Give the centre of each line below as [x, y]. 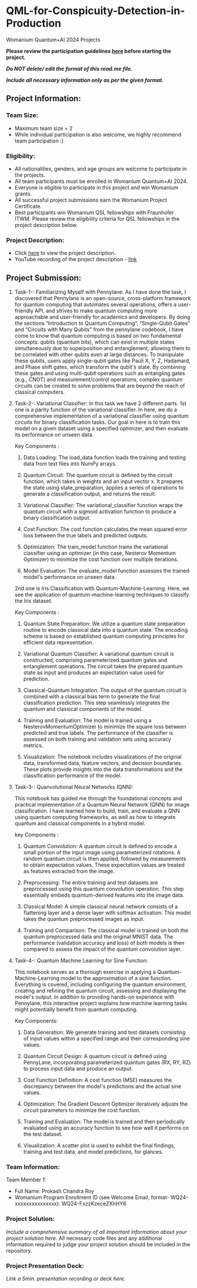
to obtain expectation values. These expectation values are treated [104, 865]
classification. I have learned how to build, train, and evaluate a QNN [97, 811]
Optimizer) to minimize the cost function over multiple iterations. [101, 560]
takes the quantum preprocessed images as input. [84, 919]
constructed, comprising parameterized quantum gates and [95, 660]
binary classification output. [57, 518]
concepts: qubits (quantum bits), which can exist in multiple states [94, 342]
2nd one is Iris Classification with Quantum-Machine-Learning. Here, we [102, 588]
